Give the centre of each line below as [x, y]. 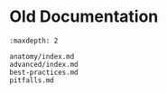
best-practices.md [44, 72]
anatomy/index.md [42, 56]
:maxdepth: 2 [34, 41]
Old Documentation [84, 17]
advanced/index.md [44, 64]
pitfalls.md [32, 80]
